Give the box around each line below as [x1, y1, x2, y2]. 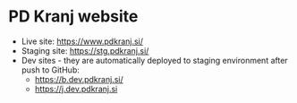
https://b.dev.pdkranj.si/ [34, 73, 123, 84]
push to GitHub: [21, 64, 80, 75]
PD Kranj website [8, 6, 139, 27]
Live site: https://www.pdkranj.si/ [21, 36, 144, 47]
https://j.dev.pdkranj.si [34, 83, 118, 94]
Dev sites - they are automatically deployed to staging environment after [21, 55, 288, 65]
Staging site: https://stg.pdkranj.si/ [21, 45, 149, 56]
